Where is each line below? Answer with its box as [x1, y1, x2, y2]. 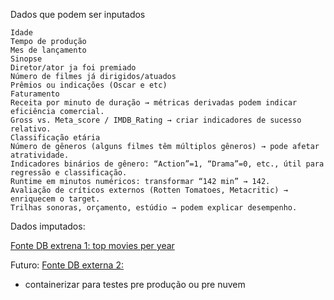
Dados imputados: [10, 220, 86, 232]
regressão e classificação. [10, 168, 128, 178]
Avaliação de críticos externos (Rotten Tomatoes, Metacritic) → [10, 185, 288, 195]
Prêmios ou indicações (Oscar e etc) [10, 80, 168, 90]
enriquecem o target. [10, 194, 101, 204]
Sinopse [10, 54, 43, 64]
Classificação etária [10, 133, 101, 143]
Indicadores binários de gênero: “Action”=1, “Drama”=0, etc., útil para [10, 159, 325, 169]
